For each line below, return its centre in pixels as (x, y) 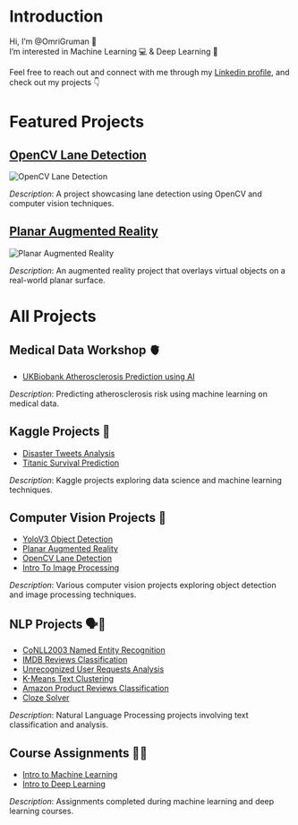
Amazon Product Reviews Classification (95, 689)
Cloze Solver (46, 698)
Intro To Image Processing (71, 568)
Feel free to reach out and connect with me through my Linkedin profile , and (149, 72)
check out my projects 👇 (55, 82)
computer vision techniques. (62, 203)
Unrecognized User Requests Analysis (93, 669)
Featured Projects (77, 122)
